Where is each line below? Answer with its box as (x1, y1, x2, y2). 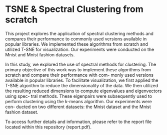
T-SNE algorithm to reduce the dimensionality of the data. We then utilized (5, 82, 158, 88)
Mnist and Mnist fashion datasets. (5, 51, 75, 58)
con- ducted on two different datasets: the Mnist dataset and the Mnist (5, 104, 151, 110)
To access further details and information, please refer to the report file (5, 119, 152, 125)
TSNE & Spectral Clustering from (5, 3, 143, 15)
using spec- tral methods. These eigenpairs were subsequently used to (5, 93, 152, 99)
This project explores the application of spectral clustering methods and (5, 30, 154, 36)
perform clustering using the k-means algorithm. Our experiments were (5, 98, 152, 104)
